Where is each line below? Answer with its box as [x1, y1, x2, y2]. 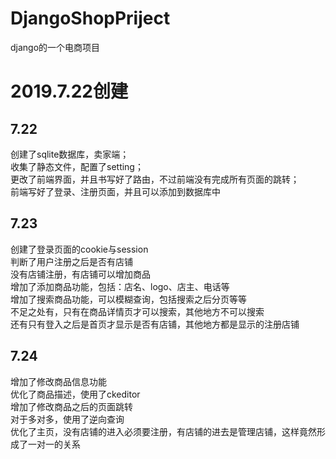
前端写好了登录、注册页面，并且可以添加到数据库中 [10, 185, 221, 197]
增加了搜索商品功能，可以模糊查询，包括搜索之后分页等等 [10, 293, 247, 305]
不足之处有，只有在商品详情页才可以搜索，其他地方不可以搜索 [10, 305, 265, 317]
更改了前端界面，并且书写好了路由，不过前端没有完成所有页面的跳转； [10, 173, 300, 185]
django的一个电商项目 [10, 41, 101, 53]
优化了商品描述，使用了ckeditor [10, 388, 141, 400]
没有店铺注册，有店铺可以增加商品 [10, 268, 151, 280]
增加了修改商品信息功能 [10, 375, 107, 387]
